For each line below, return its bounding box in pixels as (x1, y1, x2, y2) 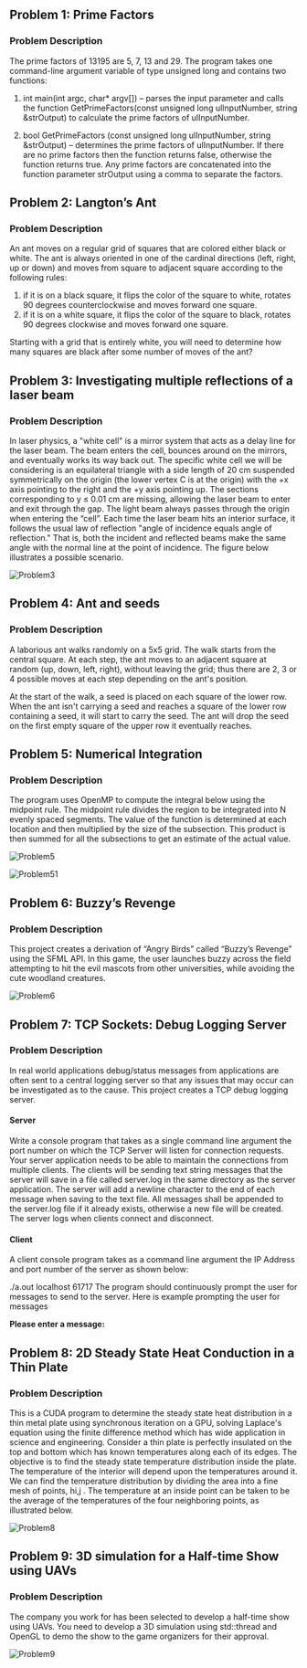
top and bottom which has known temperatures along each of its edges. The (9, 1446, 298, 1457)
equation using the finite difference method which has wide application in (9, 1427, 286, 1438)
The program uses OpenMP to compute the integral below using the (9, 795, 266, 806)
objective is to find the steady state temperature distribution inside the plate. (9, 1456, 297, 1467)
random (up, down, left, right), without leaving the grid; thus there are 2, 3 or (9, 663, 297, 674)
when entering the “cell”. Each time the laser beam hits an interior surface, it (9, 513, 295, 524)
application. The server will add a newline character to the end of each (9, 1184, 276, 1195)
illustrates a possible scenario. (9, 552, 124, 563)
